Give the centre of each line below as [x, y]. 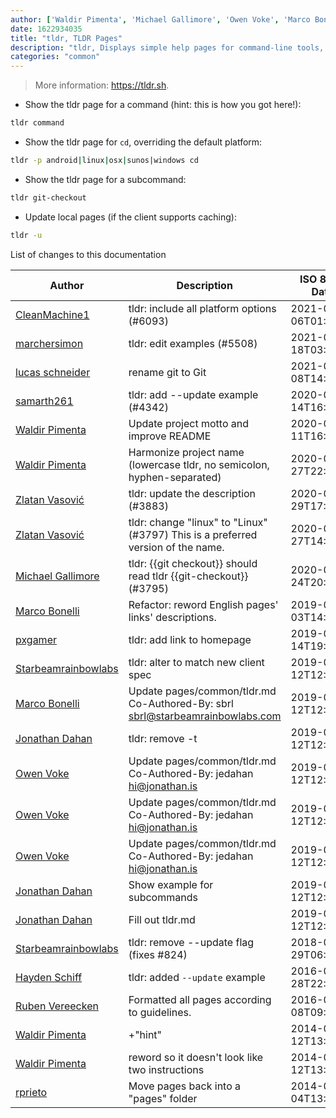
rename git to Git [167, 372]
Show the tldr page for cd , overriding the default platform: [143, 142]
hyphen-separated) [175, 477]
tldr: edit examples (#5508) [193, 343]
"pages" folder [163, 1098]
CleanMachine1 [52, 314]
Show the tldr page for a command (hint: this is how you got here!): [163, 105]
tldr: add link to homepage [190, 639]
